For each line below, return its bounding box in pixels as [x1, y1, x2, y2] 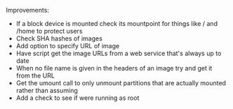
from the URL [15, 71, 55, 80]
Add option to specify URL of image [15, 42, 120, 50]
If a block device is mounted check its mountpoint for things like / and [15, 20, 218, 27]
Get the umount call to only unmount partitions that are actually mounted [15, 79, 227, 87]
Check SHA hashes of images [15, 34, 102, 43]
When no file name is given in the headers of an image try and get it [15, 64, 213, 72]
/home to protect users [15, 27, 83, 35]
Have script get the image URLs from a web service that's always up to [15, 49, 222, 57]
